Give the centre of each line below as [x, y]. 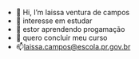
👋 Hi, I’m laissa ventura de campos [73, 12]
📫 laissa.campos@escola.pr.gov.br [73, 47]
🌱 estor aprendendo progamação [70, 29]
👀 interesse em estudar [54, 21]
